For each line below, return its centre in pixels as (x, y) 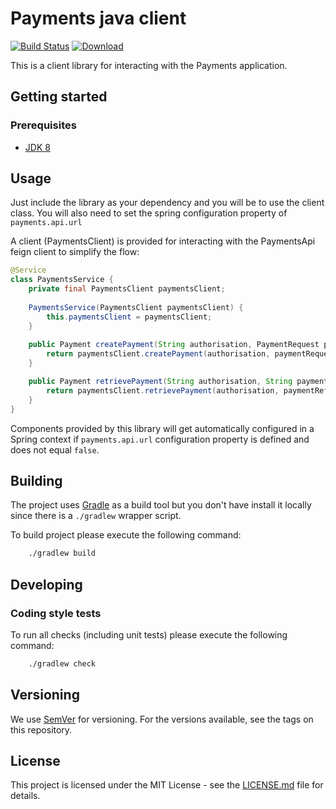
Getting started (59, 97)
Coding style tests (56, 613)
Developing (46, 584)
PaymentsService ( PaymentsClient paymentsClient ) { (136, 307)
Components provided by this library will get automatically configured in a (162, 428)
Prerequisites (43, 125)
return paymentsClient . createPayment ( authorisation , (158, 354)
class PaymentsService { (62, 280)
